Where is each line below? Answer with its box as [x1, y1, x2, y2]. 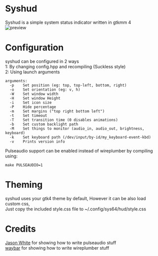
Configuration [5, 42, 64, 53]
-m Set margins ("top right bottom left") [9, 108, 105, 114]
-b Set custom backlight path [9, 122, 79, 127]
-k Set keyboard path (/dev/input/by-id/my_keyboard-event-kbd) [9, 135, 152, 140]
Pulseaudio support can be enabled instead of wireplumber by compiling [5, 148, 153, 154]
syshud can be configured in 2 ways [5, 58, 79, 64]
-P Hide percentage [9, 104, 56, 109]
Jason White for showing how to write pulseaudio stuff [5, 240, 117, 246]
